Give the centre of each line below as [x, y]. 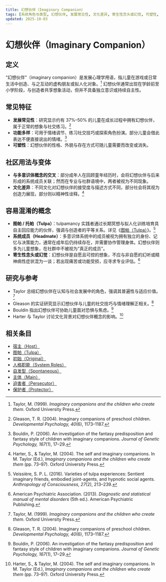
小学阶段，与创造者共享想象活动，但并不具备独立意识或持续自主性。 [75, 90]
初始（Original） [29, 358]
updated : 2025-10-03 [27, 19]
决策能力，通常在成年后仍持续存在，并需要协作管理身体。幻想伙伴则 [90, 242]
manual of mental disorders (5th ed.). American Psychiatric [73, 499]
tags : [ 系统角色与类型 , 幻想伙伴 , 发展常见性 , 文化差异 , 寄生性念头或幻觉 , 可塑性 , [82, 14]
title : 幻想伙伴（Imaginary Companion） [45, 10]
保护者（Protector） [33, 389]
